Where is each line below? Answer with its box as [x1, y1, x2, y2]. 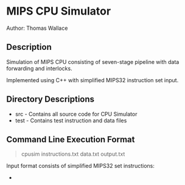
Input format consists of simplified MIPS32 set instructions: [6, 162, 155, 170]
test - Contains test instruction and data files [15, 117, 127, 124]
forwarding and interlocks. [6, 65, 72, 72]
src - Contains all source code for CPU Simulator [15, 110, 138, 117]
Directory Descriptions [6, 94, 95, 105]
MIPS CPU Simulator [6, 4, 111, 18]
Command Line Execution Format [6, 134, 135, 144]
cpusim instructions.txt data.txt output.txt [21, 150, 125, 158]
